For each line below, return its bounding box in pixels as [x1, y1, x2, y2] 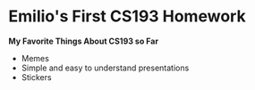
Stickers [21, 71, 52, 82]
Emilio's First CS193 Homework [8, 6, 247, 27]
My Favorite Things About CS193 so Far [8, 36, 158, 46]
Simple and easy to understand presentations [21, 62, 190, 73]
